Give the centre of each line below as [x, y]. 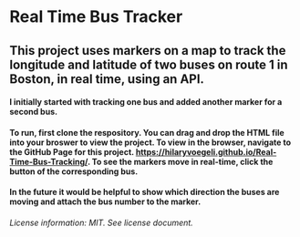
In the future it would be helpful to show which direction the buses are [145, 192]
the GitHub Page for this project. [72, 151]
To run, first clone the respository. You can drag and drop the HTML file [147, 132]
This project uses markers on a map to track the [148, 51]
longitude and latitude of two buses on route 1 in [149, 64]
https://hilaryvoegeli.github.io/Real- [206, 151]
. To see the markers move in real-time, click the [180, 161]
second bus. [33, 112]
